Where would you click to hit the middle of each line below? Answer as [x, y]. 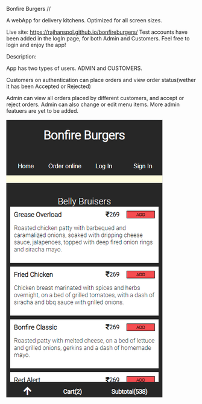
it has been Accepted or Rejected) [49, 86]
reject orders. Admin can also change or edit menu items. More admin [93, 104]
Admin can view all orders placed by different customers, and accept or [95, 98]
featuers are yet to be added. [43, 111]
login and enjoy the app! [36, 45]
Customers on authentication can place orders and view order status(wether [101, 80]
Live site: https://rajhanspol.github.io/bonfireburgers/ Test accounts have [97, 32]
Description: [21, 56]
